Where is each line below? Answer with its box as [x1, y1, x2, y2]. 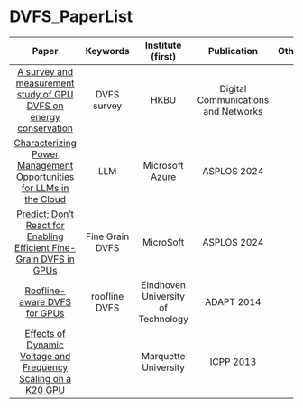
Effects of [24, 327, 66, 339]
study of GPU [16, 88, 74, 100]
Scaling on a [19, 372, 72, 385]
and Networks [203, 105, 263, 117]
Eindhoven [141, 278, 187, 291]
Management [16, 159, 74, 172]
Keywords [85, 44, 130, 57]
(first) [150, 50, 177, 62]
